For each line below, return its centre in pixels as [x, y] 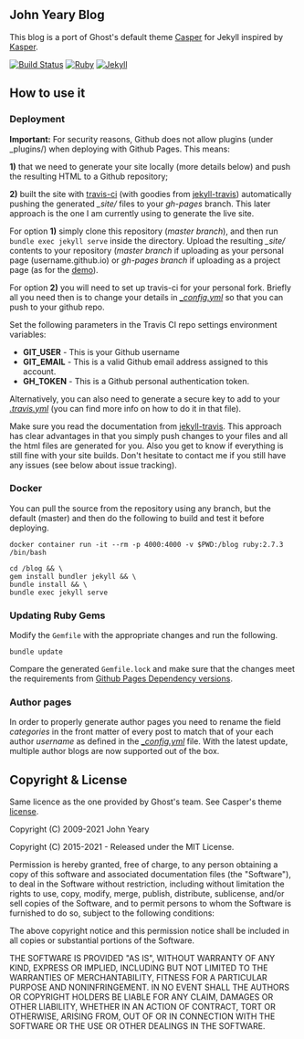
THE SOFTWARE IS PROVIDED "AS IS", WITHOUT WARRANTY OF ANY [142, 959]
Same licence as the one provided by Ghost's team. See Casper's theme [146, 802]
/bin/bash [28, 552]
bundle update [37, 652]
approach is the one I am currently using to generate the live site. [132, 213]
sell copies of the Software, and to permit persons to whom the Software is [151, 904]
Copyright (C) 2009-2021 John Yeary [79, 829]
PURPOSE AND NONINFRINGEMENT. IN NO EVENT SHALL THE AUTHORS [150, 987]
